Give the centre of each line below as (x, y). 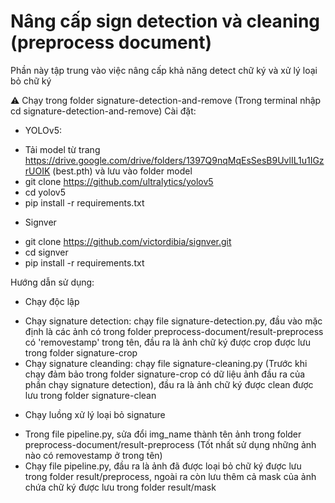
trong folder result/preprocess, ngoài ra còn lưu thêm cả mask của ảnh (170, 476)
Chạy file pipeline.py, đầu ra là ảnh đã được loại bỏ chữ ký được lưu (163, 466)
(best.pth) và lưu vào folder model (122, 171)
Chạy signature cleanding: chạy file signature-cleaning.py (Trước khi (166, 363)
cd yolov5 (45, 192)
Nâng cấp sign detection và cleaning (165, 21)
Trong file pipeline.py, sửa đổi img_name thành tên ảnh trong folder (163, 434)
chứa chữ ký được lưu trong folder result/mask (120, 487)
